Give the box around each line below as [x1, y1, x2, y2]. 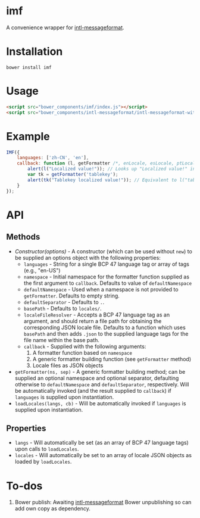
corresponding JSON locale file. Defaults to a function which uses [23, 324, 186, 331]
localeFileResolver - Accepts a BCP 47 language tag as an [23, 311, 170, 318]
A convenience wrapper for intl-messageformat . [6, 24, 124, 31]
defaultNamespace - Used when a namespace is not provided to [23, 286, 179, 293]
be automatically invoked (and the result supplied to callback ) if [14, 387, 171, 394]
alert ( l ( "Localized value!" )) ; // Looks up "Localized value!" [27, 166, 187, 172]
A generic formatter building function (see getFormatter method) [32, 355, 192, 362]
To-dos [6, 479, 43, 492]
